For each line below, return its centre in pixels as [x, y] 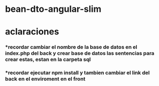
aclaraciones [32, 32]
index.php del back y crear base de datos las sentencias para [80, 53]
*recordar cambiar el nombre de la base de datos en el [71, 47]
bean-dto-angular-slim [53, 9]
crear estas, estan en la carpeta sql [48, 59]
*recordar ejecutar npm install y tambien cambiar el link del [78, 73]
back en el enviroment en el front [45, 79]
